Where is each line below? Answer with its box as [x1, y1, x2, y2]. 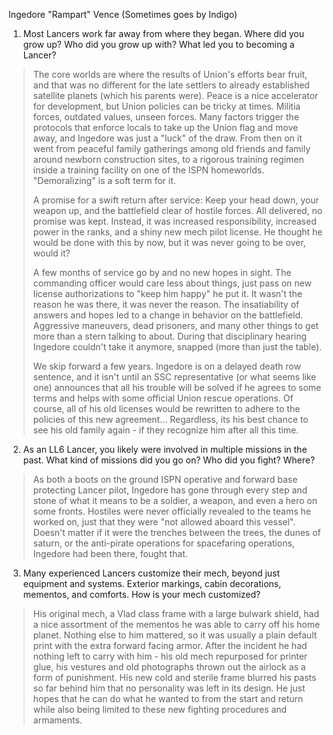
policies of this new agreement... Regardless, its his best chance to [32, 414, 309, 425]
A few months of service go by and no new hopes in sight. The [32, 267, 292, 278]
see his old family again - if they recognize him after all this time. [32, 424, 300, 436]
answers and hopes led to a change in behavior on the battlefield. [32, 309, 304, 321]
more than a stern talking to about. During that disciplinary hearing [32, 330, 308, 342]
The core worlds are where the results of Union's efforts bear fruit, [32, 69, 308, 80]
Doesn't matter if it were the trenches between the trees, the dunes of [32, 527, 321, 538]
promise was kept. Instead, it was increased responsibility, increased [32, 215, 317, 227]
